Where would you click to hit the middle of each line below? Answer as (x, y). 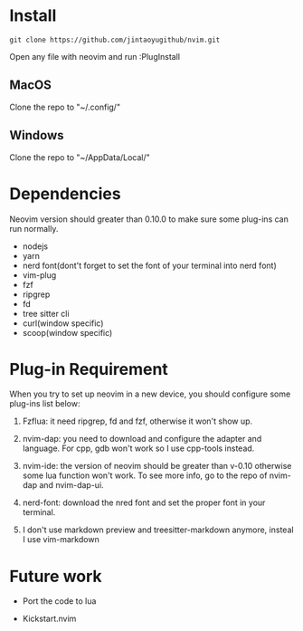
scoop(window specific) (67, 332)
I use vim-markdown (61, 540)
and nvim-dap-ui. (71, 485)
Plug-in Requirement (89, 369)
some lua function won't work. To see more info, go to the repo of (145, 475)
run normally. (34, 228)
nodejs (35, 246)
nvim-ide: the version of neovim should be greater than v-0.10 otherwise (157, 466)
